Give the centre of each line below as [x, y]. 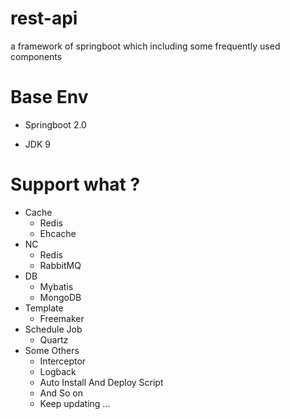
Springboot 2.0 [55, 124]
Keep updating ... [75, 403]
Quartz [54, 339]
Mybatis [56, 286]
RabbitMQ [60, 265]
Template [44, 308]
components [36, 56]
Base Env [49, 97]
